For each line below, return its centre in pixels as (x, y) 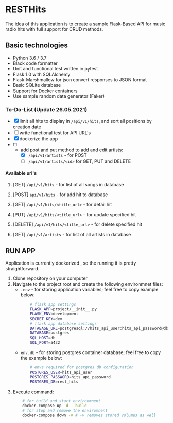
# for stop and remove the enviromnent (65, 411)
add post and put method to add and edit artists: (72, 150)
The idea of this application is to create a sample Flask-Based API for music (85, 24)
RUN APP (21, 251)
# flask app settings (53, 305)
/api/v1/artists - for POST (58, 155)
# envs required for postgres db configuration (82, 367)
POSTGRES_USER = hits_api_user (61, 372)
